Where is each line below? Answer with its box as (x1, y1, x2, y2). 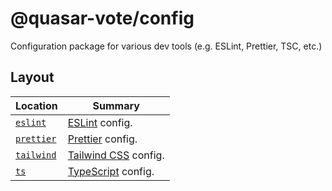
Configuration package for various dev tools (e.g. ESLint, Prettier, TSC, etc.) (10, 40, 323, 52)
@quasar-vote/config (10, 7, 195, 30)
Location (15, 98, 58, 112)
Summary (92, 98, 140, 112)
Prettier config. (67, 132, 138, 146)
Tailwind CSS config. (67, 148, 165, 162)
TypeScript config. (67, 164, 155, 178)
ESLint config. (67, 115, 133, 129)
